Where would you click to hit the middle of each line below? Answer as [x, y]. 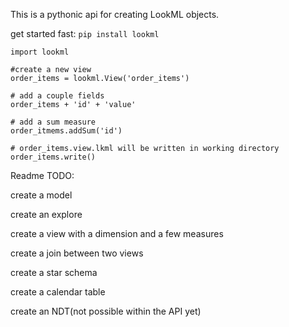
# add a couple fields [57, 96]
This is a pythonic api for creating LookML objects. [115, 14]
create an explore [46, 214]
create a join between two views [77, 253]
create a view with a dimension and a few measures [117, 233]
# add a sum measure [53, 122]
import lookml [40, 52]
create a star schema [54, 272]
